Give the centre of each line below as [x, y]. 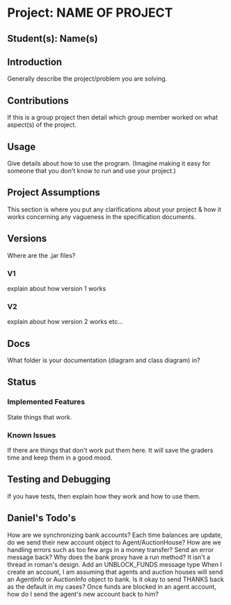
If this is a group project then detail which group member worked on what [112, 118]
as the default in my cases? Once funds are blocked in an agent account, [112, 586]
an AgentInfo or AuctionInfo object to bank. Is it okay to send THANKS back [115, 579]
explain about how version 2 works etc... [65, 322]
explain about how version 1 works [57, 288]
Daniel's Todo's [42, 518]
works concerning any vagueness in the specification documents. [102, 216]
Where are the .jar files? [41, 255]
